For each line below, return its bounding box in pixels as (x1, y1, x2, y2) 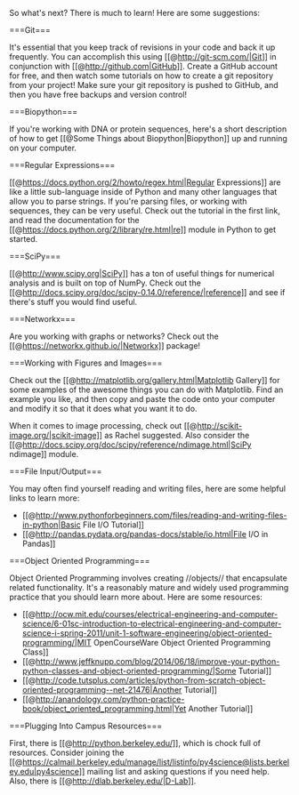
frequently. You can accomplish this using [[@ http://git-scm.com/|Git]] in (9, 52, 277, 61)
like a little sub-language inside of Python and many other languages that (9, 187, 278, 197)
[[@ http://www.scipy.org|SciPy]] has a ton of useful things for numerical (9, 269, 275, 278)
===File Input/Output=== (9, 466, 102, 477)
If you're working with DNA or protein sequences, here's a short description (9, 124, 287, 134)
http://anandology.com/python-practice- (35, 694, 185, 704)
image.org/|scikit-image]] (9, 430, 102, 440)
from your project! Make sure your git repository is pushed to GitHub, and (9, 80, 279, 90)
